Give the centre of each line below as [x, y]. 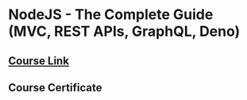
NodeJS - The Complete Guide [111, 15]
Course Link [39, 61]
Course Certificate [55, 88]
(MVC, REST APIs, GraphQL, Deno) [124, 31]
